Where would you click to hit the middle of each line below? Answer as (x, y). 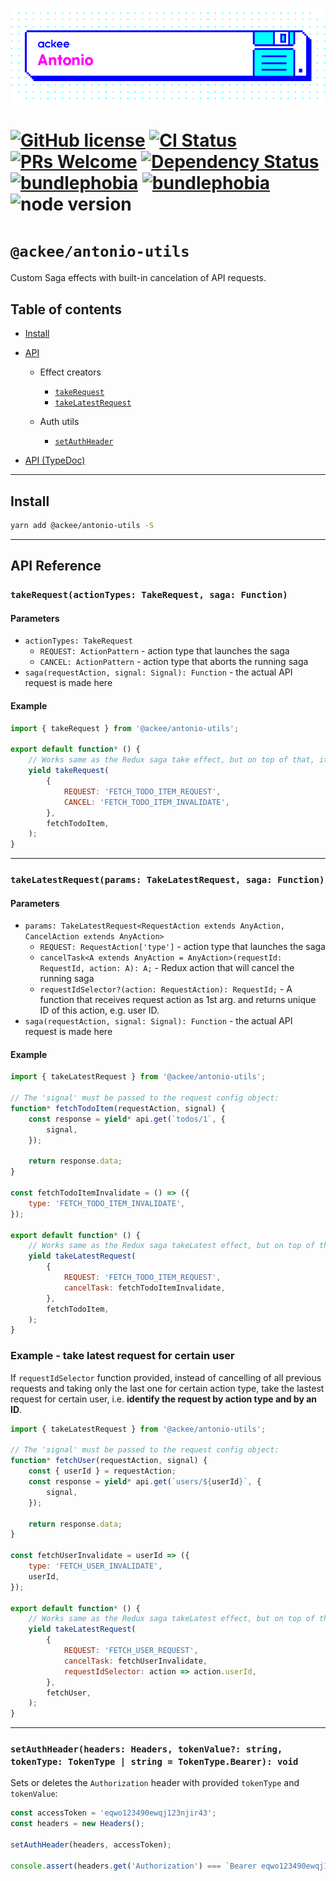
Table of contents (66, 309)
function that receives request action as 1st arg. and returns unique (178, 1000)
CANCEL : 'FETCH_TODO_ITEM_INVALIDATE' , (146, 802)
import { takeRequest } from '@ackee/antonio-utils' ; (125, 728)
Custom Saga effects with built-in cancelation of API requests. (138, 278)
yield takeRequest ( (69, 771)
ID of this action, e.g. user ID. (99, 1010)
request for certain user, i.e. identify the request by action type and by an (164, 1399)
